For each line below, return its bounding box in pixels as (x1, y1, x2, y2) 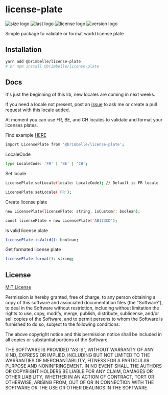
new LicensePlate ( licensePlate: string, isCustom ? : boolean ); (5, 209, 140, 214)
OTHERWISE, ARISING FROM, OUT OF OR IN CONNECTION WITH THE (5, 379, 154, 385)
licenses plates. (5, 122, 38, 129)
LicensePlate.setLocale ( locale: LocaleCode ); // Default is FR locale (5, 180, 159, 185)
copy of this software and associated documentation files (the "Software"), (5, 300, 163, 306)
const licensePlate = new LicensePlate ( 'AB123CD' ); (5, 218, 117, 223)
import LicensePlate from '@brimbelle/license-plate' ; (5, 142, 125, 147)
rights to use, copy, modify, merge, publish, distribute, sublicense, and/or (5, 310, 159, 317)
